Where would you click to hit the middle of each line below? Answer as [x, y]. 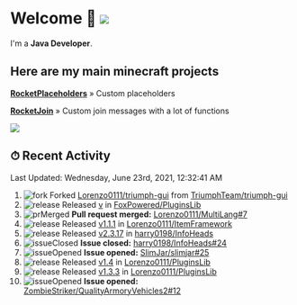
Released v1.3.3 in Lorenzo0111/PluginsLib [139, 271]
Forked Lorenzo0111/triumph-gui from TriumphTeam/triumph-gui [169, 195]
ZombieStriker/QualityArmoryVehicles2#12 [102, 291]
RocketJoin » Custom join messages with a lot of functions [120, 111]
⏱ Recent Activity [61, 156]
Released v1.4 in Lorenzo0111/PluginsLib [136, 262]
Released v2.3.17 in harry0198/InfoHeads [138, 233]
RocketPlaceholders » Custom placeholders [93, 93]
